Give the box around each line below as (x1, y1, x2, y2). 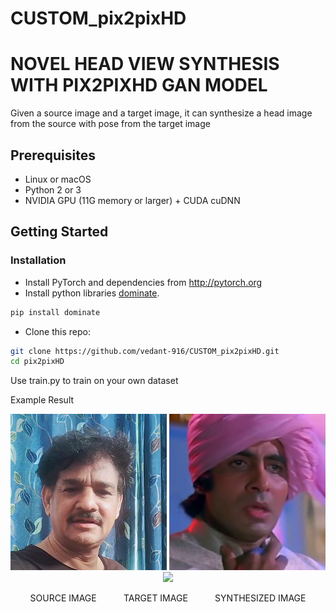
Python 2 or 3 (24, 183, 82, 196)
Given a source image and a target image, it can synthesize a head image (10, 107, 313, 119)
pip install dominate (10, 307, 101, 317)
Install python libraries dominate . (24, 287, 160, 299)
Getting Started (10, 223, 109, 241)
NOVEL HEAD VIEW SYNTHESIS (10, 53, 280, 76)
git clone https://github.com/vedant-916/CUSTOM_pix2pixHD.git (10, 346, 280, 356)
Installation (10, 253, 67, 267)
